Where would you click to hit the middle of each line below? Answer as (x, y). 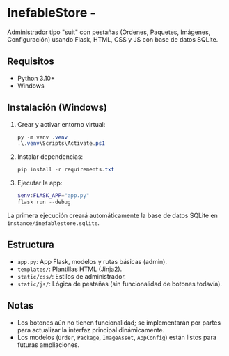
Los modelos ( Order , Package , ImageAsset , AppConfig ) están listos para (117, 337)
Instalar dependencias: (50, 157)
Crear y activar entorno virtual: (61, 124)
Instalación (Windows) (57, 108)
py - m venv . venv (42, 137)
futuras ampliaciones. (48, 345)
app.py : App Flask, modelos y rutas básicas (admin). (92, 261)
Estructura (31, 245)
